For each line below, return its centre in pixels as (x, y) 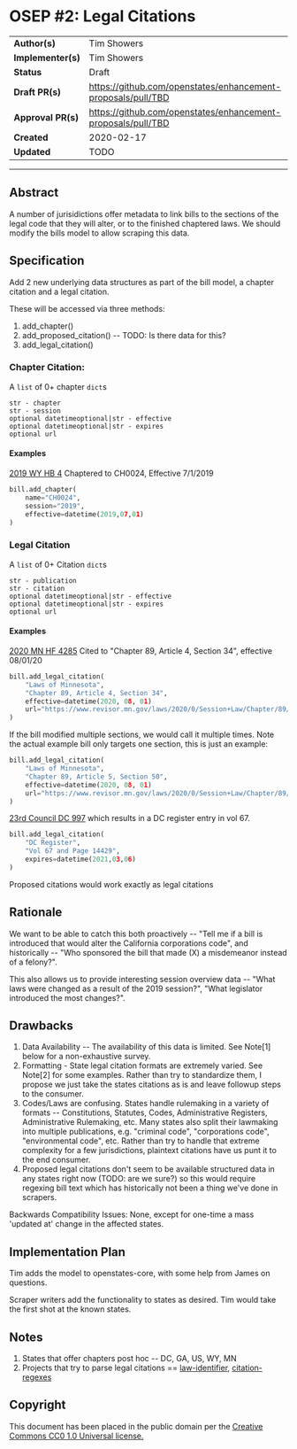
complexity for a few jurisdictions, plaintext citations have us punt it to (149, 1151)
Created (31, 137)
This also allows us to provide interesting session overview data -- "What (142, 979)
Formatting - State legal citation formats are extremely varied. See (142, 1065)
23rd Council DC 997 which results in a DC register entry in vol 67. (129, 818)
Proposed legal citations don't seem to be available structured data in (148, 1169)
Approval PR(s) (46, 117)
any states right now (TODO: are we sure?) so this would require (139, 1179)
